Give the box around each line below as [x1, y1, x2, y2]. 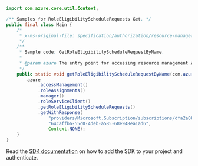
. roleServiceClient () [37, 99, 91, 105]
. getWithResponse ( [37, 109, 83, 115]
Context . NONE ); [48, 126, 85, 132]
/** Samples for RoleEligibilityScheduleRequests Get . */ [6, 16, 151, 22]
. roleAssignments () [37, 87, 85, 94]
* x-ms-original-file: [19, 32, 75, 38]
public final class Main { [6, 21, 72, 28]
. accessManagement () [37, 82, 88, 88]
